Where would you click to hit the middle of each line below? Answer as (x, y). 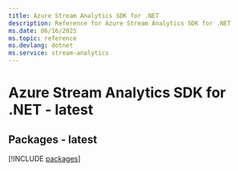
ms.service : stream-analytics (59, 53)
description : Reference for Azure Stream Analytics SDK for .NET (119, 23)
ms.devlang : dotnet (41, 46)
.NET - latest (51, 110)
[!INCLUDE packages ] (44, 159)
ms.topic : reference (43, 38)
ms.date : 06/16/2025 (43, 31)
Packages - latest (53, 139)
